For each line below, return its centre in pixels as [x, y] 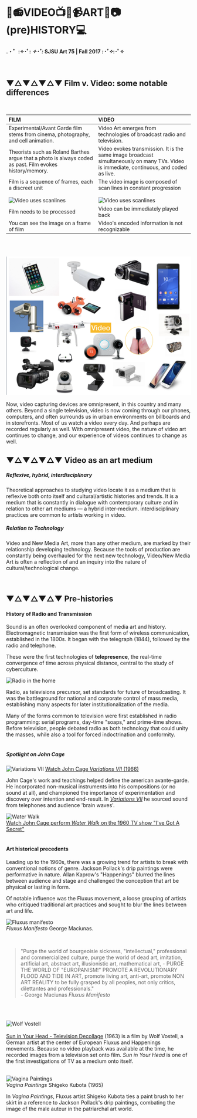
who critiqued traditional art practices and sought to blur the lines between [96, 904]
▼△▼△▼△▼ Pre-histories [60, 599]
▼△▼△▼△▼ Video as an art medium [79, 460]
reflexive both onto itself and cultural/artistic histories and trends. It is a [92, 496]
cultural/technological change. [43, 568]
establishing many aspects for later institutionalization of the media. [88, 704]
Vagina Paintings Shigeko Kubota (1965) [55, 1085]
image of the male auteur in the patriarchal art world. [70, 1109]
